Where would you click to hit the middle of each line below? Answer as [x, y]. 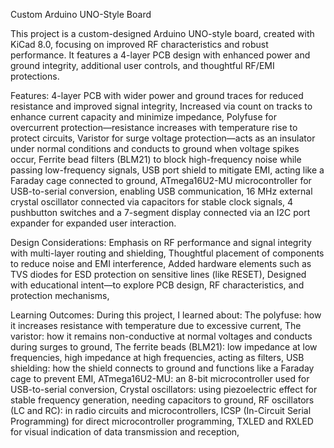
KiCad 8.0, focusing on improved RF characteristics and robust [139, 44]
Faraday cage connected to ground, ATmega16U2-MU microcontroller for [161, 180]
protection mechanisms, [60, 295]
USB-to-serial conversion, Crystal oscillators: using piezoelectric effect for [164, 389]
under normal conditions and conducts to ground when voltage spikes [155, 148]
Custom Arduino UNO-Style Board [81, 14]
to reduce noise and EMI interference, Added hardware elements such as [161, 263]
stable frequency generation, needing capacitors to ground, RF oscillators [162, 400]
